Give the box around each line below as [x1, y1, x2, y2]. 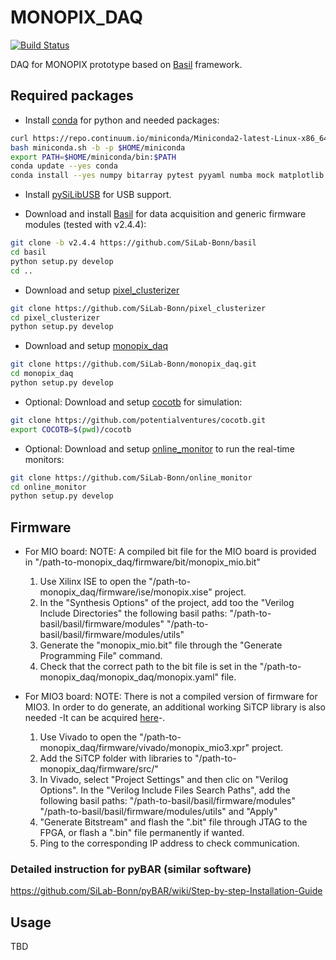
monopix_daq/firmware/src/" [39, 763, 159, 775]
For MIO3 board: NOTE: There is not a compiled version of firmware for [24, 691, 318, 703]
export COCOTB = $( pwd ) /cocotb [10, 424, 132, 435]
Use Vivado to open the [39, 731, 138, 743]
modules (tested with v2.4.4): [24, 219, 147, 231]
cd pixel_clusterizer [10, 312, 101, 323]
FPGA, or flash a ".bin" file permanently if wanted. [39, 827, 245, 839]
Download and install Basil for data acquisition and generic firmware [24, 208, 307, 220]
